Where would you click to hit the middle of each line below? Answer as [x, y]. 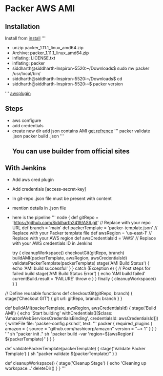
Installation [22, 27]
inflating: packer [29, 63]
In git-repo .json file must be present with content [62, 198]
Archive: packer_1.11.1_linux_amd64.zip [51, 53]
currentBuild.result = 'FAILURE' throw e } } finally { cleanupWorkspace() [84, 279]
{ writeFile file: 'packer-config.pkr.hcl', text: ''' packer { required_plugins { [79, 324]
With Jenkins [26, 168]
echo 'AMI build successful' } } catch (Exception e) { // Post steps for [81, 268]
